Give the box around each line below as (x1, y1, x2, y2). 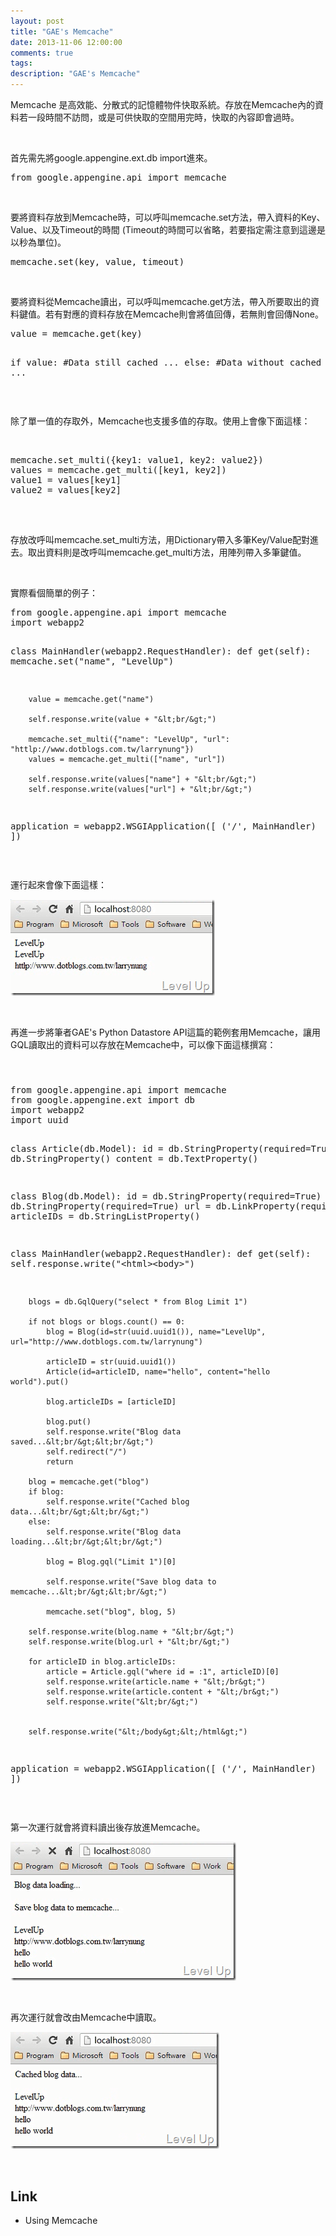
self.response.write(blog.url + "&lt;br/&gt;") (28, 1637, 230, 1647)
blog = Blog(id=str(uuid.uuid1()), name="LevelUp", (46, 1327, 267, 1337)
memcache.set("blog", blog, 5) (46, 1607, 177, 1617)
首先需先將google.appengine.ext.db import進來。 (10, 152, 213, 164)
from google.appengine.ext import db (10, 1095, 196, 1106)
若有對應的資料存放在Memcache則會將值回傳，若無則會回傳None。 (44, 308, 324, 320)
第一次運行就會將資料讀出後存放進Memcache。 (10, 1821, 206, 1834)
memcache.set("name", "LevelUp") (10, 656, 175, 667)
